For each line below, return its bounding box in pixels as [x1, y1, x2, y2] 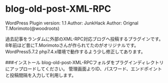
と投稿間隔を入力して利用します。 [5, 72, 76, 78]
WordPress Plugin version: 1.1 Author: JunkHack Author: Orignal [5, 20, 138, 26]
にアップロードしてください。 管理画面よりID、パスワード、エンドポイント [5, 66, 162, 72]
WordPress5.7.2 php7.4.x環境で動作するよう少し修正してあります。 [5, 48, 146, 54]
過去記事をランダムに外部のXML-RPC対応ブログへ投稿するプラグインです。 [5, 36, 164, 42]
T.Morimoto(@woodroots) [5, 25, 60, 31]
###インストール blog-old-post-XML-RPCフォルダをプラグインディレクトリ [5, 59, 164, 65]
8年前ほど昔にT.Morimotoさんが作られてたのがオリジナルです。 [5, 42, 139, 48]
